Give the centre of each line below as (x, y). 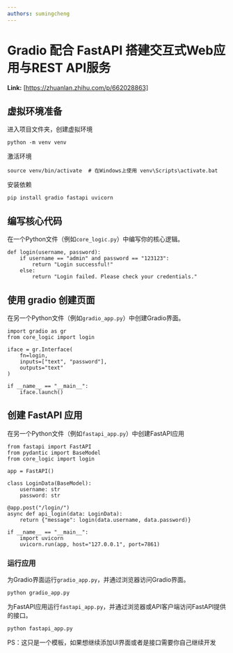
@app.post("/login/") (39, 508)
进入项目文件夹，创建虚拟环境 (50, 129)
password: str (40, 495)
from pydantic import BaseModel (54, 453)
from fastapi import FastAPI (49, 446)
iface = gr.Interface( (40, 350)
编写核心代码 (35, 221)
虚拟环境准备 (35, 111)
